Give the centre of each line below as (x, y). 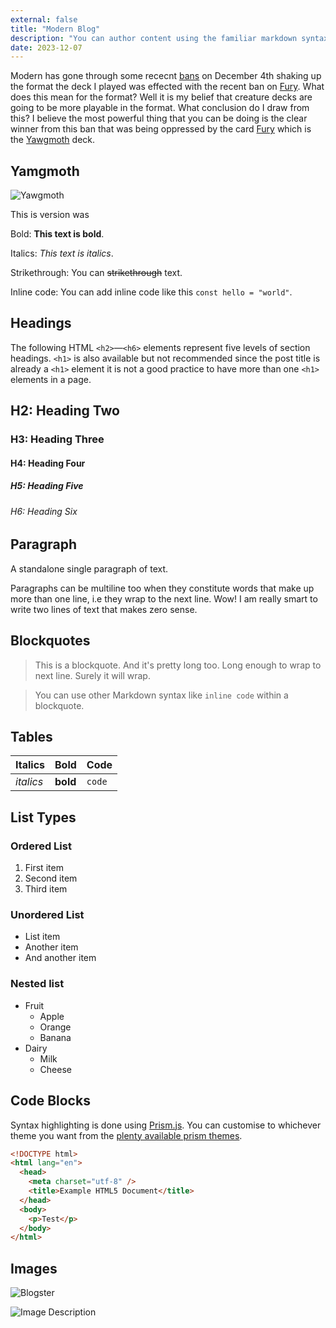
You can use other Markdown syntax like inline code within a (161, 695)
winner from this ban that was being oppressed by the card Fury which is (161, 129)
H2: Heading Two (65, 411)
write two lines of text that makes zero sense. (104, 609)
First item (44, 868)
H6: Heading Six (44, 511)
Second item (51, 878)
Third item (46, 889)
